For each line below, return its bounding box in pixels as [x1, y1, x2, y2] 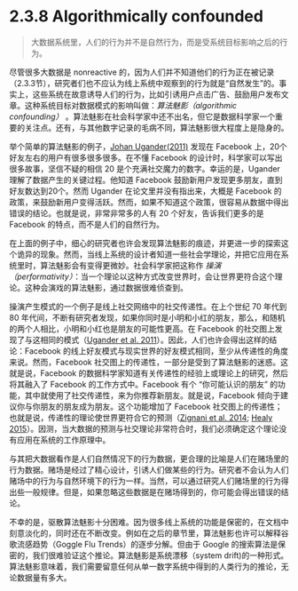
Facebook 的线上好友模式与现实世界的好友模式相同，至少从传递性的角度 [24, 345, 288, 356]
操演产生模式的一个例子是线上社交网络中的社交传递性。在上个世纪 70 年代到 [9, 300, 287, 312]
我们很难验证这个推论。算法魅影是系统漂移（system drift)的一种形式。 [32, 549, 289, 561]
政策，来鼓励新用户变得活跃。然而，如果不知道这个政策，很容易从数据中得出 [9, 196, 289, 207]
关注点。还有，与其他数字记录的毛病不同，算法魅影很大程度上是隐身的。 [24, 122, 289, 132]
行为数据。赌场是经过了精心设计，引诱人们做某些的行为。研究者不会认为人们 [9, 464, 289, 475]
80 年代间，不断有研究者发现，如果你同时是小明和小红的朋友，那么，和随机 [9, 312, 286, 323]
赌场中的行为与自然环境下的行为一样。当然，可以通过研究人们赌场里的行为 [9, 475, 281, 486]
